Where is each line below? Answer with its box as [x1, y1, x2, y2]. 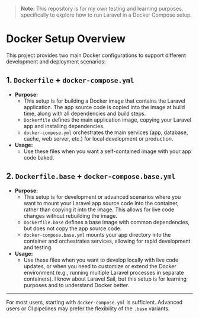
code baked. [23, 154, 54, 161]
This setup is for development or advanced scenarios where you [23, 193, 181, 201]
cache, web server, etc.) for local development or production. [23, 135, 174, 142]
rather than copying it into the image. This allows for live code [23, 206, 175, 213]
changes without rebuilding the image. [23, 212, 117, 219]
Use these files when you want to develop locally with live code [23, 256, 179, 263]
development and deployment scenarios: [6, 58, 106, 65]
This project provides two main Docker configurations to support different [6, 52, 187, 59]
